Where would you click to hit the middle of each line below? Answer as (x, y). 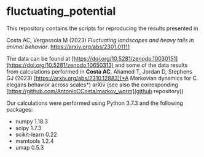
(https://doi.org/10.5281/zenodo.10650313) (60, 65)
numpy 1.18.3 (31, 121)
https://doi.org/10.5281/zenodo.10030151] (126, 58)
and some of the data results (151, 65)
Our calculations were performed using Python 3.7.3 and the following (95, 103)
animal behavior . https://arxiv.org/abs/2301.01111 (68, 47)
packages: (20, 109)
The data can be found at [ (40, 58)
